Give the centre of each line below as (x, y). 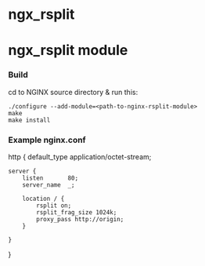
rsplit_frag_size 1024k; (77, 212)
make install (29, 120)
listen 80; (50, 178)
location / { (43, 199)
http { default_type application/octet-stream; (80, 157)
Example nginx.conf (47, 140)
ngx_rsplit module (68, 51)
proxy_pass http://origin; (80, 219)
